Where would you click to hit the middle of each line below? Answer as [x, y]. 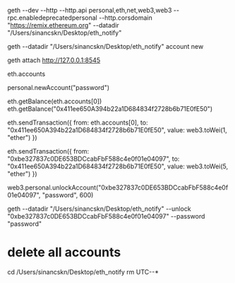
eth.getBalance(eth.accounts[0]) [55, 101]
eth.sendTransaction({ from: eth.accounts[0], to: [78, 122]
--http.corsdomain [126, 18]
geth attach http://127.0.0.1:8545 [54, 60]
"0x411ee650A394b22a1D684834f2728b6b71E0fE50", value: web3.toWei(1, [117, 130]
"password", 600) [68, 195]
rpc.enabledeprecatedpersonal [52, 18]
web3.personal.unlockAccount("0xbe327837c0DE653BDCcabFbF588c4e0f [118, 187]
